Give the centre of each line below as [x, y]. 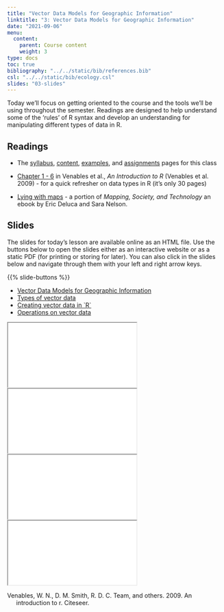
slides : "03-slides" [37, 84]
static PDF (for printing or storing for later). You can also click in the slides [111, 256]
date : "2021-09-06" [35, 26]
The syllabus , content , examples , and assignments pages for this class [117, 163]
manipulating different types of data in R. [64, 125]
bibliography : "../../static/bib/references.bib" [79, 71]
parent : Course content [53, 45]
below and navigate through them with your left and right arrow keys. [104, 264]
